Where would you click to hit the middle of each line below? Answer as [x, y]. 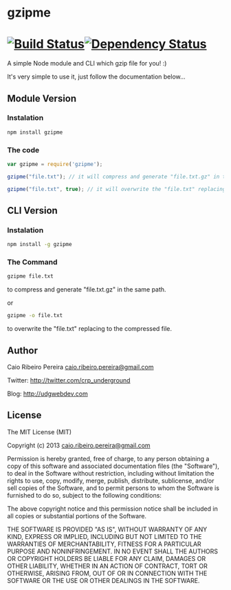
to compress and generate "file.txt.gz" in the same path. [87, 289]
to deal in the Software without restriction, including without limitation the [111, 473]
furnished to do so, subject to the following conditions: [84, 495]
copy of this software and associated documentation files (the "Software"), [113, 466]
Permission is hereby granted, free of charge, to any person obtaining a [108, 458]
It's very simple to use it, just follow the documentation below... [96, 77]
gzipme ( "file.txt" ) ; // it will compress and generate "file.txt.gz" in [113, 176]
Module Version [42, 98]
